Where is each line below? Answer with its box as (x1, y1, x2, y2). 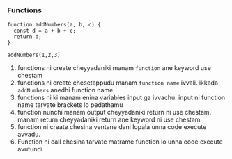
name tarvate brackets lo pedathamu (17, 101, 123, 109)
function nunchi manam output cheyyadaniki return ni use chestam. (17, 108, 212, 117)
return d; (13, 33, 42, 40)
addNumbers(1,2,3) (7, 51, 61, 59)
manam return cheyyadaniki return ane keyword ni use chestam (17, 115, 201, 124)
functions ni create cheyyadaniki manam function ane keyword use (17, 64, 211, 72)
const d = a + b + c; (13, 27, 77, 35)
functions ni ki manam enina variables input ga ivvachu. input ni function (17, 93, 226, 102)
